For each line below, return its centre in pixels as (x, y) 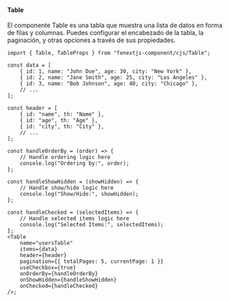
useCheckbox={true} (48, 268)
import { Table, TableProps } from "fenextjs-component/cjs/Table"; (109, 53)
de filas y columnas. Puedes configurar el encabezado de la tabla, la (105, 33)
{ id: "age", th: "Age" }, (59, 121)
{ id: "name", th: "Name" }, (62, 115)
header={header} (44, 256)
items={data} (39, 249)
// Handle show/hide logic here (67, 188)
